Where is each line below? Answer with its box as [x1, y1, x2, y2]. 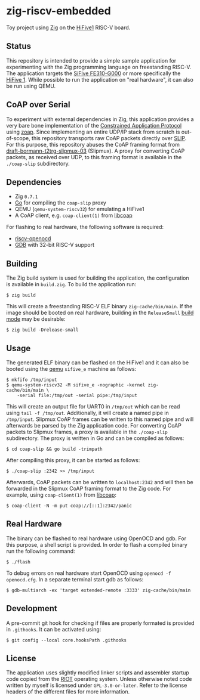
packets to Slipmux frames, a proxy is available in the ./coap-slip [6, 428, 168, 435]
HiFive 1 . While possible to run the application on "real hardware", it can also [6, 76, 194, 83]
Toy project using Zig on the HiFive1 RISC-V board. [6, 24, 131, 31]
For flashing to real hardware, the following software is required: [6, 224, 164, 231]
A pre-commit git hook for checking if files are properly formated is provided [6, 619, 195, 627]
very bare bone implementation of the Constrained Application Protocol [6, 122, 182, 129]
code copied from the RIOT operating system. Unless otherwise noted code [6, 676, 192, 683]
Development [6, 603, 58, 614]
